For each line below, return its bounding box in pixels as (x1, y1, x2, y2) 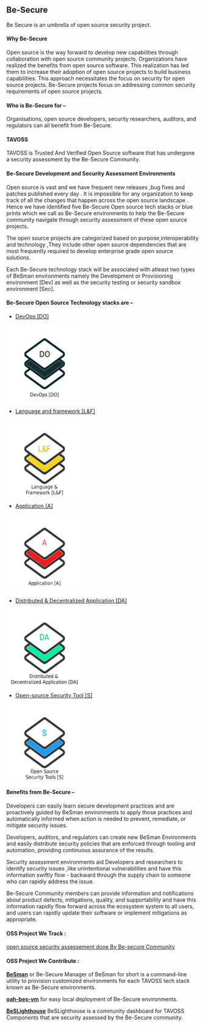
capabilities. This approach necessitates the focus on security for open (6, 75, 185, 82)
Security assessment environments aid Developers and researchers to (6, 858, 183, 866)
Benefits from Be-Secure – (6, 789, 75, 796)
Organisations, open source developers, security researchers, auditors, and (6, 116, 196, 123)
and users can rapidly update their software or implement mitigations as (6, 909, 187, 916)
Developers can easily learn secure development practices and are (6, 802, 175, 809)
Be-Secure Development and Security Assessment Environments (6, 170, 176, 177)
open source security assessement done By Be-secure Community (6, 943, 175, 951)
